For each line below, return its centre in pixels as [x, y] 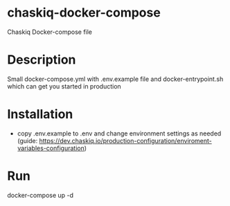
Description [42, 60]
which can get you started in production [64, 86]
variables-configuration [51, 148]
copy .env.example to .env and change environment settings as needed [119, 133]
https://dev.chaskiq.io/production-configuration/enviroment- [126, 140]
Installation [40, 114]
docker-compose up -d [41, 195]
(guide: [27, 140]
